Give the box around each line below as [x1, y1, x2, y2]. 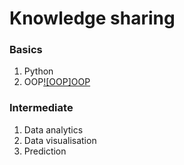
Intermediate [9, 101, 74, 115]
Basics [9, 43, 43, 57]
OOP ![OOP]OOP [23, 76, 91, 88]
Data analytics [23, 123, 84, 136]
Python [23, 65, 54, 77]
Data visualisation [23, 134, 97, 146]
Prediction [23, 145, 67, 157]
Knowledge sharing [9, 7, 176, 30]
